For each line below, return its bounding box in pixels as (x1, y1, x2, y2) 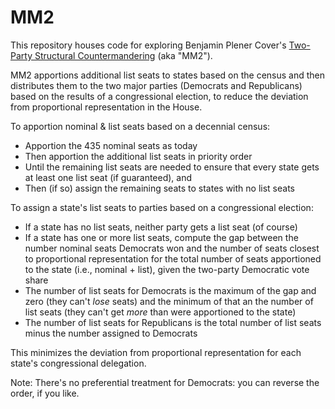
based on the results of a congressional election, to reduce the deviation (10, 90, 309, 102)
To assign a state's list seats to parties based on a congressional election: (10, 201, 314, 213)
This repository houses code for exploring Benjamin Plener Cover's (10, 39, 287, 51)
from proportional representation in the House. (10, 101, 203, 113)
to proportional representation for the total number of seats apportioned (24, 252, 322, 265)
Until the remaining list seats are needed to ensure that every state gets (24, 161, 320, 173)
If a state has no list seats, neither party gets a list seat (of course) (24, 221, 298, 233)
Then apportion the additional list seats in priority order (24, 150, 253, 162)
